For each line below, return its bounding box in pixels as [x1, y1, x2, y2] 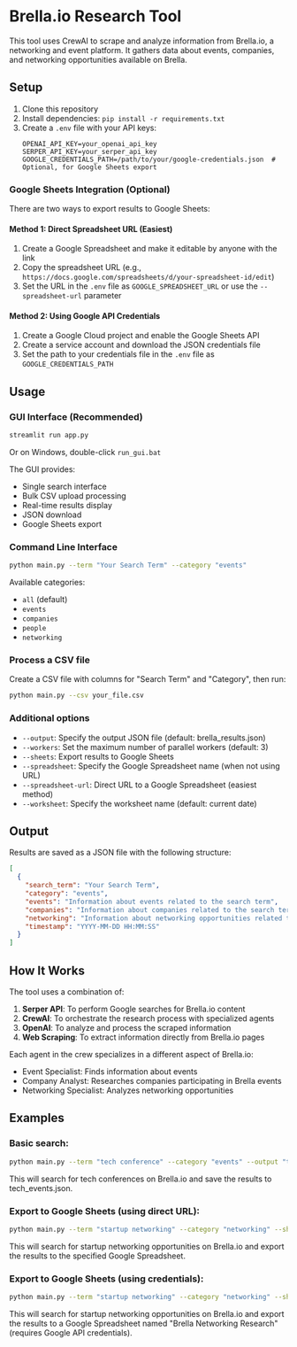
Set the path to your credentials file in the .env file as [21, 349, 215, 360]
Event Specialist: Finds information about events [21, 1066, 198, 1077]
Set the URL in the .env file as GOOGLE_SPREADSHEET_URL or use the [21, 281, 258, 291]
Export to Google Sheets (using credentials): [9, 1273, 204, 1285]
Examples [9, 1111, 65, 1126]
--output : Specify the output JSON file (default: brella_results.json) [21, 732, 267, 743]
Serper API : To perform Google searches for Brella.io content [21, 1003, 246, 1015]
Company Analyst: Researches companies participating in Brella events [21, 1076, 282, 1087]
